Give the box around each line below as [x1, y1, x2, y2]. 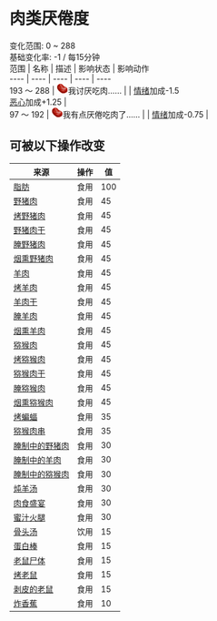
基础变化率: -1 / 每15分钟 [9, 51, 101, 62]
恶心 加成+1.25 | [9, 97, 67, 107]
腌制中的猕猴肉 [13, 469, 70, 480]
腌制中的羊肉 [13, 454, 62, 465]
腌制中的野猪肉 [13, 440, 70, 451]
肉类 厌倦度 [9, 8, 90, 29]
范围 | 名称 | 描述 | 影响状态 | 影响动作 [9, 63, 150, 74]
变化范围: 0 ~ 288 [9, 40, 75, 51]
